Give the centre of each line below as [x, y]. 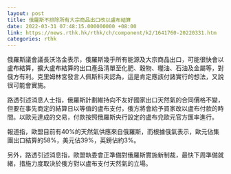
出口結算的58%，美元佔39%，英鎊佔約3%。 [76, 140]
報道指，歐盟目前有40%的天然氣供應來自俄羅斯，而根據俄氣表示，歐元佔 [110, 132]
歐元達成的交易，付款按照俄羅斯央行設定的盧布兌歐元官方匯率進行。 [121, 117]
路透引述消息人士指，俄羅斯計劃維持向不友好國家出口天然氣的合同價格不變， [115, 100]
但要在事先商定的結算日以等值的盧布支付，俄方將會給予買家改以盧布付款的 [112, 109]
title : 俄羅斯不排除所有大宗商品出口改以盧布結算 [69, 20]
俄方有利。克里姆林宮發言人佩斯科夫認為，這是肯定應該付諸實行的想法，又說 [115, 77]
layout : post [26, 13]
